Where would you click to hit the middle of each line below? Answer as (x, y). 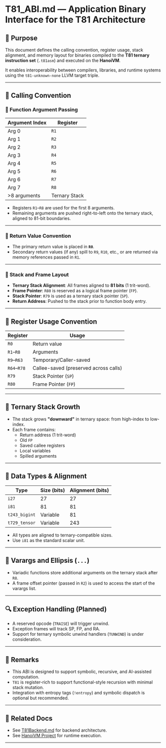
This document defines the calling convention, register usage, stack (74, 50)
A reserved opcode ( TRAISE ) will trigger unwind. (61, 623)
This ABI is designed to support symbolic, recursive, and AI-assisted (82, 672)
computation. (26, 677)
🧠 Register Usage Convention (51, 321)
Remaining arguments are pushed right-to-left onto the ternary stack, (83, 213)
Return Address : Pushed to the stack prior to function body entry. (80, 301)
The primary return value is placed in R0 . (53, 246)
